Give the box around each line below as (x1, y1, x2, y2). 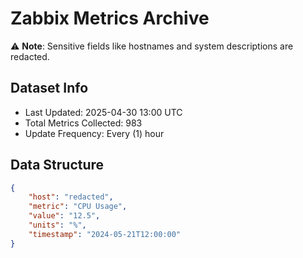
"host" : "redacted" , (28, 192, 114, 202)
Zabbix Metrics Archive (10, 7, 210, 30)
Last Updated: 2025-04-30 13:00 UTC (24, 106, 183, 118)
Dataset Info (10, 80, 89, 97)
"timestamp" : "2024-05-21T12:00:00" (28, 229, 182, 239)
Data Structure (10, 157, 105, 174)
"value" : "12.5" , (28, 211, 101, 221)
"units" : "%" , (28, 220, 87, 231)
